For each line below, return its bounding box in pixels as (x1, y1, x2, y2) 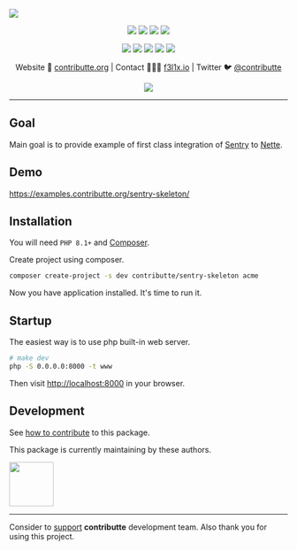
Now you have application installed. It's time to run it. (9, 287, 202, 298)
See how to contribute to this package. (9, 427, 150, 438)
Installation (9, 214, 72, 229)
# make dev (9, 354, 49, 363)
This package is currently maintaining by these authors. (9, 444, 212, 455)
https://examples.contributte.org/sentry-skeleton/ (9, 188, 190, 199)
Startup (9, 313, 52, 328)
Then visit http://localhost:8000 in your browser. (9, 378, 186, 388)
